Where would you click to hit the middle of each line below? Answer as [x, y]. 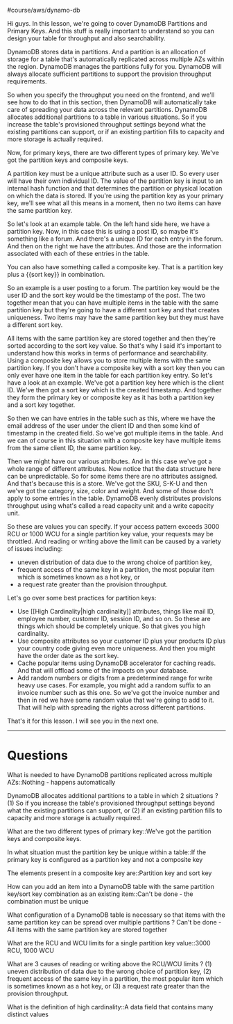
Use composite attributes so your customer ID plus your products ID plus [121, 641]
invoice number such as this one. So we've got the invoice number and [119, 693]
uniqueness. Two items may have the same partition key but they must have [115, 317]
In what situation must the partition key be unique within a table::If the [107, 852]
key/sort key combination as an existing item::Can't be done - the [100, 894]
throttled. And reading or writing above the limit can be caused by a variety [114, 541]
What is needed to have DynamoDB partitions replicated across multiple [110, 774]
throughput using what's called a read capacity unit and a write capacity [111, 506]
